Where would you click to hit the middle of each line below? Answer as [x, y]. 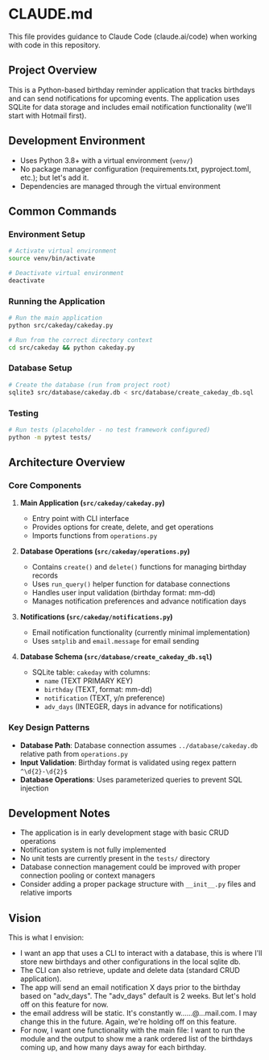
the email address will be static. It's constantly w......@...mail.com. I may [139, 1013]
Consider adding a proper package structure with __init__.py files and [138, 884]
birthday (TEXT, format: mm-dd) [98, 690]
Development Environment [77, 141]
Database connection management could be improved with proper [130, 867]
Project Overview [53, 71]
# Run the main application [56, 318]
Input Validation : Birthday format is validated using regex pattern [128, 762]
